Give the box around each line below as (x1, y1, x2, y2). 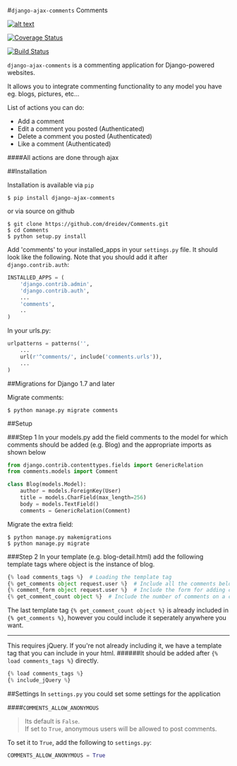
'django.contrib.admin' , (20, 280, 93, 287)
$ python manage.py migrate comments (7, 406, 119, 413)
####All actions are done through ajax (7, 154, 119, 161)
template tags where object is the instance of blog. (7, 559, 155, 568)
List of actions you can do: (7, 103, 85, 112)
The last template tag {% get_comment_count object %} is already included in (7, 606, 229, 614)
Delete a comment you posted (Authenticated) (17, 132, 153, 140)
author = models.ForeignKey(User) (20, 488, 121, 495)
